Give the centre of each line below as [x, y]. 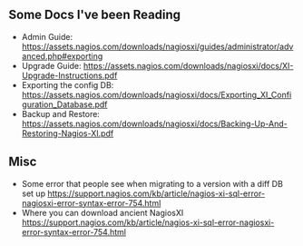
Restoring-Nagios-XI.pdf [68, 133]
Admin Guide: [47, 36]
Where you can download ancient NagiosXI [103, 212]
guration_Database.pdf [64, 104]
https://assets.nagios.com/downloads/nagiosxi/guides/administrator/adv [157, 46]
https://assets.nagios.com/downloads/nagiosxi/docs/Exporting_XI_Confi [156, 94]
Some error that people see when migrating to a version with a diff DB [152, 183]
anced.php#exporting [62, 56]
